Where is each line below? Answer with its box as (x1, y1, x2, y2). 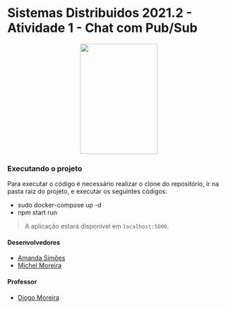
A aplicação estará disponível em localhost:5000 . (24, 222, 169, 231)
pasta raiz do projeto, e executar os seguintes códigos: (7, 187, 167, 195)
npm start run (17, 208, 58, 217)
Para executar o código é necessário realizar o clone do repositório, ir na (7, 180, 220, 188)
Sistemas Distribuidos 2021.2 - (7, 5, 192, 21)
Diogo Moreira (17, 293, 60, 301)
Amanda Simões (17, 254, 66, 262)
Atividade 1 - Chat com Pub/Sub (7, 20, 198, 36)
